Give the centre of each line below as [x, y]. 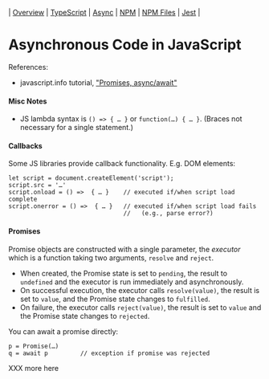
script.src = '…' [37, 185]
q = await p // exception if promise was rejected [109, 353]
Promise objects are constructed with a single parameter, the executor [124, 249]
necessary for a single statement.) [77, 128]
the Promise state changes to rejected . [85, 316]
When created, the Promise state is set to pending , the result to [123, 273]
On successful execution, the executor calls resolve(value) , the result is [139, 290]
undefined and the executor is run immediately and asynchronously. [132, 282]
